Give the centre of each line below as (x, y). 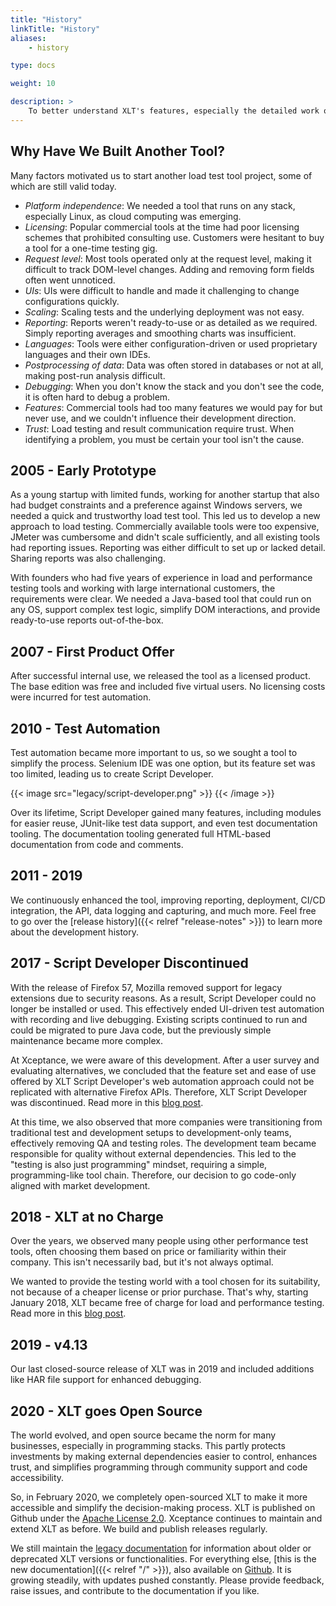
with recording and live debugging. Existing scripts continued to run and (159, 1019)
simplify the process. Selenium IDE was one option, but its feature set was (163, 763)
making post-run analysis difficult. (95, 375)
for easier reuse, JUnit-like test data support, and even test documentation (164, 823)
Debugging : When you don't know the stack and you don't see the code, (174, 386)
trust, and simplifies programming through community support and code (159, 1467)
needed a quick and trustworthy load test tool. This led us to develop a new (165, 516)
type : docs (33, 66)
